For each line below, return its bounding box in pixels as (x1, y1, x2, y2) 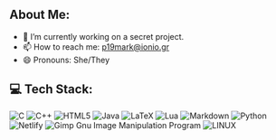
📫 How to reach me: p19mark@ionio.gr (22, 41, 170, 52)
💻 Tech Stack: (9, 81, 93, 98)
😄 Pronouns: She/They (22, 54, 110, 65)
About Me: (9, 7, 71, 23)
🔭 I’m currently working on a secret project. (22, 31, 185, 42)
